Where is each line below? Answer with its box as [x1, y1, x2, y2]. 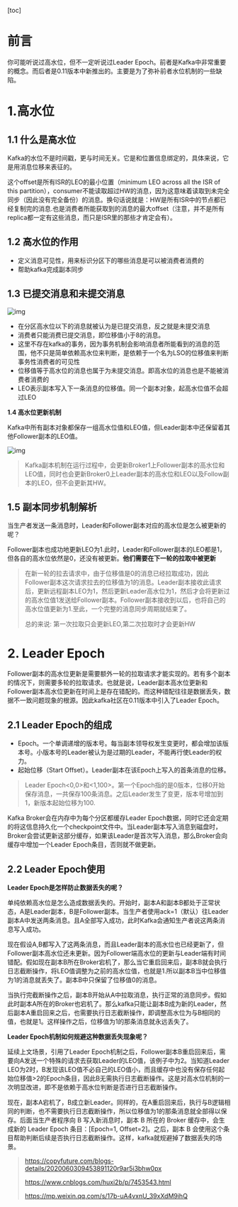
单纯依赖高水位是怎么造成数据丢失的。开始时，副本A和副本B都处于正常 [7, 898, 215, 907]
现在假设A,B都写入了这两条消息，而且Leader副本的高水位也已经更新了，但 [7, 940, 225, 949]
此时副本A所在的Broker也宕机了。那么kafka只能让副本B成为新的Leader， [7, 999, 221, 1007]
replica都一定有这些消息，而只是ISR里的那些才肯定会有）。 [7, 213, 177, 222]
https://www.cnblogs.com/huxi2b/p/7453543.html [24, 1178, 171, 1186]
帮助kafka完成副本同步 [17, 265, 84, 273]
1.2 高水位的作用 [7, 236, 79, 248]
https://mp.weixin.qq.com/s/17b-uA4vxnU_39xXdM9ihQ [24, 1191, 188, 1200]
